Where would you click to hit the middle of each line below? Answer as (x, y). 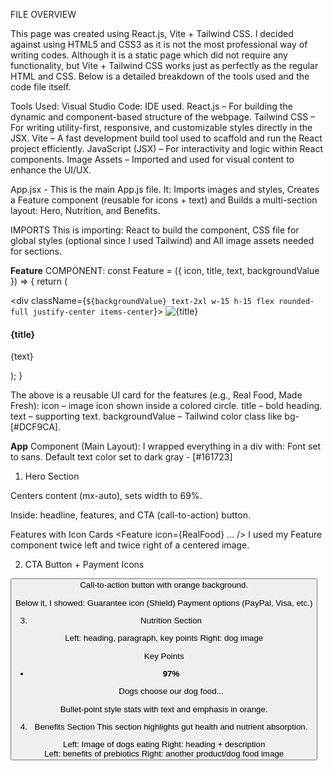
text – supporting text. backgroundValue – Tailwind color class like (146, 416)
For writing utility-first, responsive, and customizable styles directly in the (161, 127)
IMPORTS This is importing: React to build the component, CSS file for (155, 230)
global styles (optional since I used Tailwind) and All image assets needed (162, 240)
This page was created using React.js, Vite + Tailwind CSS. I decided (152, 33)
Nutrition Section (171, 620)
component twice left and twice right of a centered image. (130, 545)
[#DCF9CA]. (36, 427)
